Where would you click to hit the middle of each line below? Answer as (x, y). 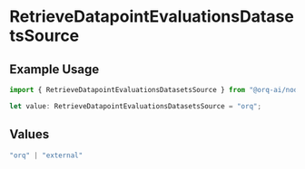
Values (30, 134)
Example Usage (54, 69)
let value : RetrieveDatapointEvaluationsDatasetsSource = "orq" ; (135, 106)
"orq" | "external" (46, 155)
